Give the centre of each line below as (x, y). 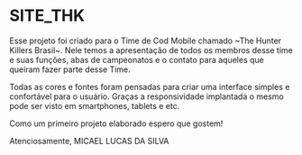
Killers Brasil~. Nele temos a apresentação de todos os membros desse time (151, 50)
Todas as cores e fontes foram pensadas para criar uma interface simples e (150, 87)
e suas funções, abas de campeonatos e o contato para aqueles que (137, 59)
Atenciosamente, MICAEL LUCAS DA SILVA (89, 141)
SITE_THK (47, 16)
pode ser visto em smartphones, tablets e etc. (95, 105)
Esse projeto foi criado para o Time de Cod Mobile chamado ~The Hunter (146, 41)
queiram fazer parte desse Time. (70, 69)
